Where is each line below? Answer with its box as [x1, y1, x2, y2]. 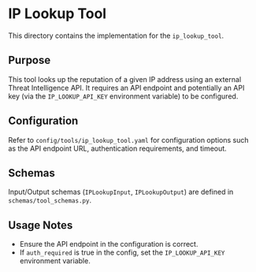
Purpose [8, 54, 51, 67]
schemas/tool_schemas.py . [8, 196, 92, 205]
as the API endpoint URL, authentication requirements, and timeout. [8, 143, 227, 153]
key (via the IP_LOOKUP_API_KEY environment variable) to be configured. [8, 91, 239, 101]
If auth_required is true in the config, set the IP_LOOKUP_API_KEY [19, 248, 225, 257]
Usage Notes [8, 218, 73, 232]
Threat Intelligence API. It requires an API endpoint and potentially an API [8, 83, 245, 92]
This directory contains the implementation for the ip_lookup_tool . [8, 31, 224, 40]
